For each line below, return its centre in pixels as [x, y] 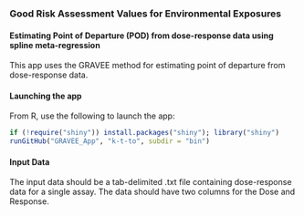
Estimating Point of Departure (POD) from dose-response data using [142, 36]
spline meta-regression [55, 45]
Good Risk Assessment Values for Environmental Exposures [145, 14]
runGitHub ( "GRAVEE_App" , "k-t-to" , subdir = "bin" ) [110, 141]
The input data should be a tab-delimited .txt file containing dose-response [151, 182]
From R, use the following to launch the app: [92, 116]
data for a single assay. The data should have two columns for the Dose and [152, 192]
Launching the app [46, 96]
